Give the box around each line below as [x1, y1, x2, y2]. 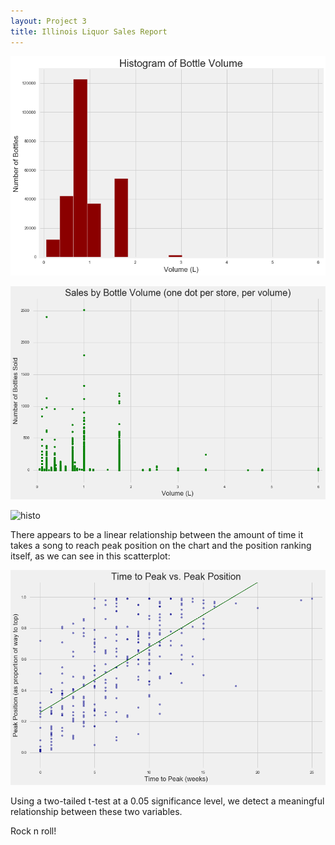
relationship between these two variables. [10, 805, 183, 817]
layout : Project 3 [10, 16, 87, 26]
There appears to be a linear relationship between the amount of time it [10, 528, 304, 540]
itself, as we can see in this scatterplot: [10, 550, 171, 562]
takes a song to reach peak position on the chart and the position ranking [10, 539, 312, 551]
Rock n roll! [10, 825, 57, 837]
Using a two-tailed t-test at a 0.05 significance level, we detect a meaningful [10, 795, 325, 807]
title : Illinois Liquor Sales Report [10, 26, 168, 37]
